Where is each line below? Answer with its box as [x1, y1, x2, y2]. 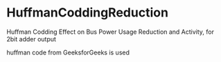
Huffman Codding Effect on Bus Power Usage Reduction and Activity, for [6, 28, 215, 36]
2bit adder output [6, 34, 57, 43]
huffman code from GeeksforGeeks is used [6, 48, 130, 56]
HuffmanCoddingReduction [6, 5, 169, 21]
